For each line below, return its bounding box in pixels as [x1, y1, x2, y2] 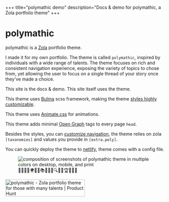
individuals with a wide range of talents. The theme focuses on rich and [5, 60, 155, 66]
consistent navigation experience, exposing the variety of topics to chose [5, 65, 159, 71]
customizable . [5, 101, 35, 107]
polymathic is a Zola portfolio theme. [5, 44, 82, 50]
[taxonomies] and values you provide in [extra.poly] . [5, 136, 118, 142]
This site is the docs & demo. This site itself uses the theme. [5, 86, 131, 92]
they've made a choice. [5, 76, 54, 82]
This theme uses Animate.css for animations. [5, 111, 100, 117]
